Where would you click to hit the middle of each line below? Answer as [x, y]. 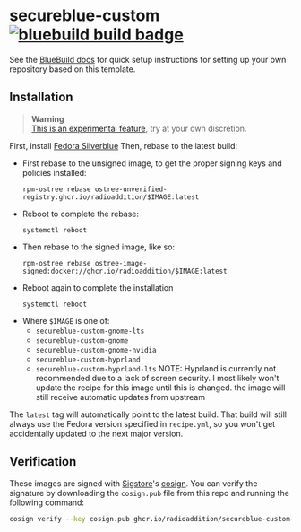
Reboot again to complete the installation [98, 287]
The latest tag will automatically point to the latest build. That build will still [148, 414]
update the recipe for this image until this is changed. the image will [160, 388]
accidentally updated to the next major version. [96, 433]
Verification [43, 462]
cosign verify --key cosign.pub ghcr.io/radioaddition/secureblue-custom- [152, 519]
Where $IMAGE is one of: [66, 320]
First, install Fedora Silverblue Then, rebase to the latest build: [124, 145]
